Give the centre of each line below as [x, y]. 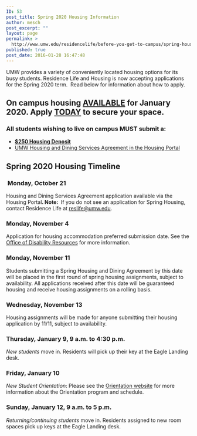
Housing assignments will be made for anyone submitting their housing [92, 317]
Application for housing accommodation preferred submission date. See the [98, 236]
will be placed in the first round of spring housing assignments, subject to [95, 277]
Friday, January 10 [33, 373]
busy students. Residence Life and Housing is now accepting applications [95, 78]
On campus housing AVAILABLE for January [89, 103]
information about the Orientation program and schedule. [75, 392]
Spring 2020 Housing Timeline [63, 166]
